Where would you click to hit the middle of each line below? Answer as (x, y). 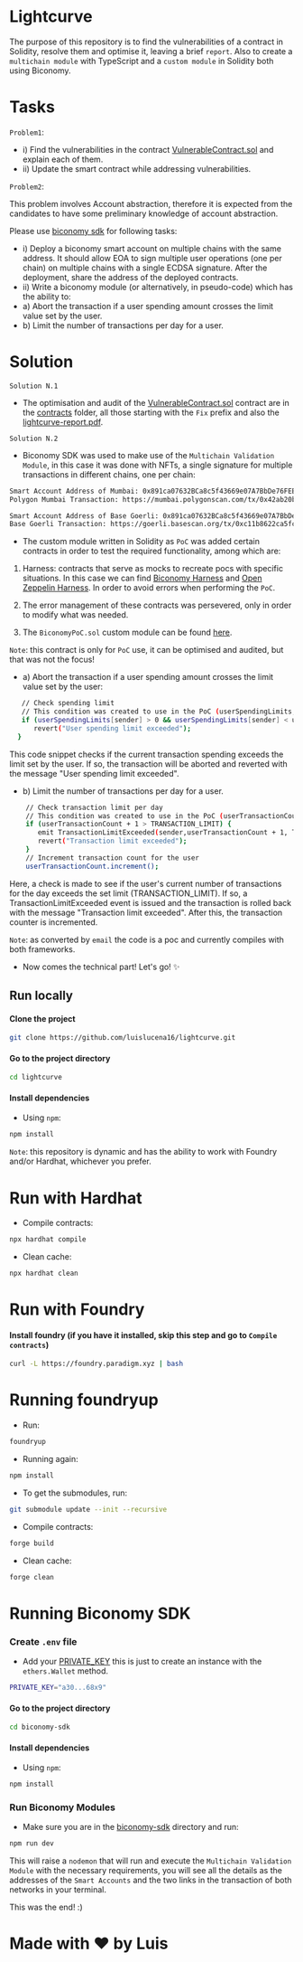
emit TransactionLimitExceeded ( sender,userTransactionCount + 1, (163, 833)
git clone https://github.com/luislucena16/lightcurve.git (123, 1038)
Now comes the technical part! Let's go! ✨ (101, 967)
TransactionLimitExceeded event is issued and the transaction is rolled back (150, 902)
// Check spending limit (68, 703)
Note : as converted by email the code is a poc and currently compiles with (147, 939)
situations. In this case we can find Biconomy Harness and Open (142, 578)
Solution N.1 (34, 386)
